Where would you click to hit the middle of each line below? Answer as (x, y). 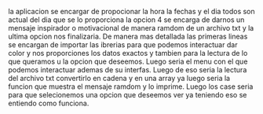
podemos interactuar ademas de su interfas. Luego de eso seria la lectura (128, 70)
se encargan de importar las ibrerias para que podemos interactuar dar (123, 45)
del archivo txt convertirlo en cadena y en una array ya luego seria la (119, 78)
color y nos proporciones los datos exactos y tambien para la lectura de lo (128, 53)
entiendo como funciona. (49, 103)
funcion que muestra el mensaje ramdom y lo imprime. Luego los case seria (131, 86)
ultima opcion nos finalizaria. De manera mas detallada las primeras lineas (128, 36)
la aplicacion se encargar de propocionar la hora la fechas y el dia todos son (131, 11)
